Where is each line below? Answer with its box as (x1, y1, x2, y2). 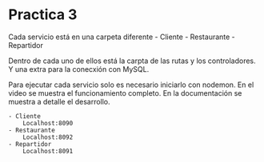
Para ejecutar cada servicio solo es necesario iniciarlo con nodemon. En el (8, 80, 254, 89)
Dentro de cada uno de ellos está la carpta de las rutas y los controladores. (8, 56, 256, 65)
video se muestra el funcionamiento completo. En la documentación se (8, 88, 242, 97)
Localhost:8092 (22, 133, 74, 141)
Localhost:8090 (22, 119, 74, 127)
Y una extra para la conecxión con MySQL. (8, 64, 150, 73)
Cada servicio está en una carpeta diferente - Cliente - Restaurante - (8, 32, 236, 41)
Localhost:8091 (22, 147, 74, 155)
